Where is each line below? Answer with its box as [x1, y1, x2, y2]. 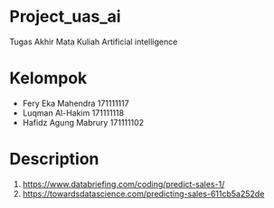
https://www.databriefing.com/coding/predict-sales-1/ [22, 178, 225, 189]
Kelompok [9, 68, 88, 89]
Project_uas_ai [9, 6, 121, 27]
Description [9, 149, 99, 169]
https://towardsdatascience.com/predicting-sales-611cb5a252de [22, 188, 265, 199]
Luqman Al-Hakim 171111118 [22, 107, 125, 118]
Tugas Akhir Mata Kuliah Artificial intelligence [9, 36, 178, 47]
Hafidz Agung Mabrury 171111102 [22, 117, 145, 128]
